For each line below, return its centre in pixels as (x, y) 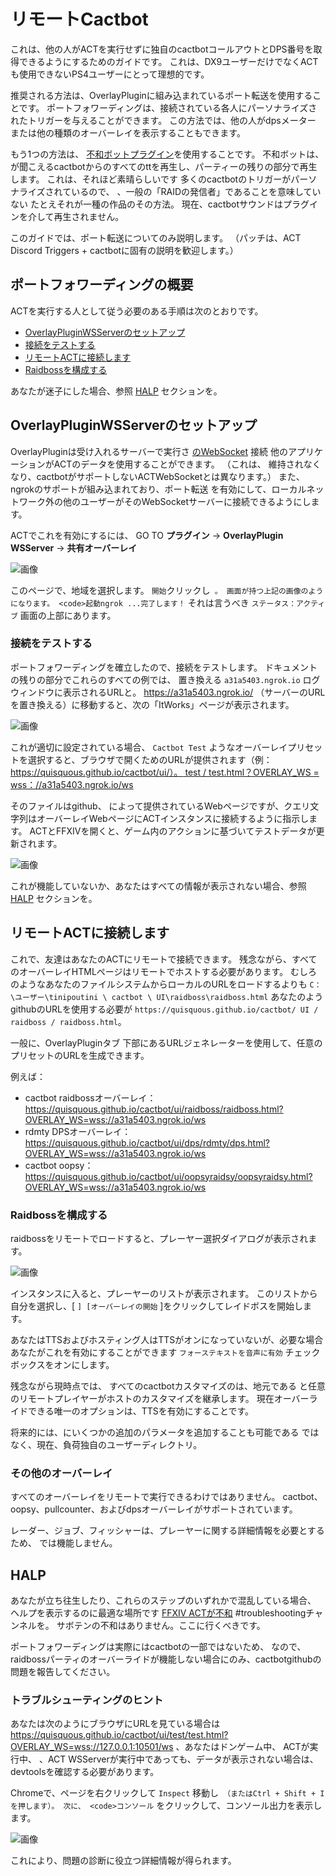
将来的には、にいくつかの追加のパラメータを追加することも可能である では (165, 1432)
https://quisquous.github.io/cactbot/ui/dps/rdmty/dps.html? (147, 1142)
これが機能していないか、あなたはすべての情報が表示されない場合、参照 (158, 886)
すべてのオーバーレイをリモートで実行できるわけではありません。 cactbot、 (166, 1497)
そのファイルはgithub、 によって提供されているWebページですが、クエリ (160, 806)
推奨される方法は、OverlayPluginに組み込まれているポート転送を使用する (161, 95)
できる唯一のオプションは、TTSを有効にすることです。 (141, 1411)
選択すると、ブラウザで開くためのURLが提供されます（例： (150, 759)
